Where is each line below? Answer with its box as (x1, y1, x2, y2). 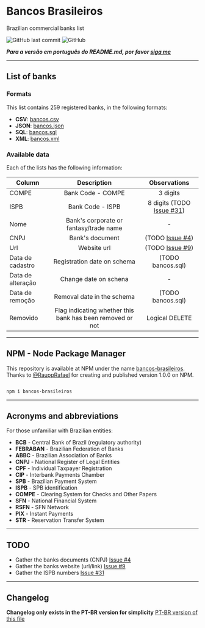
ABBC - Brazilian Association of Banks (15, 452, 112, 459)
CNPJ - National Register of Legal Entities (15, 459, 120, 466)
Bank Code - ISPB (68, 202, 121, 211)
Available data (6, 150, 50, 159)
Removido (9, 313, 38, 322)
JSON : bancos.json (15, 122, 64, 129)
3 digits (158, 188, 180, 197)
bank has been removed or (56, 313, 133, 322)
